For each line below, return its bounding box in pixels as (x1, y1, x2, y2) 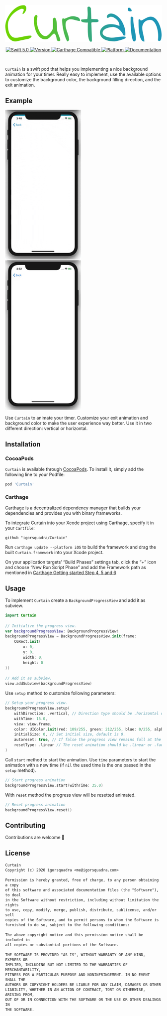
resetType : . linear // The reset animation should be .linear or (14, 742, 153, 747)
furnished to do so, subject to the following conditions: (5, 922, 130, 928)
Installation (5, 440, 41, 448)
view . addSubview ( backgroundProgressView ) (5, 681, 92, 686)
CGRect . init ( (14, 639, 41, 644)
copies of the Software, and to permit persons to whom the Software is (5, 917, 159, 923)
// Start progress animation (5, 777, 66, 782)
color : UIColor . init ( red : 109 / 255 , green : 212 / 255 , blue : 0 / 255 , (14, 726, 153, 732)
